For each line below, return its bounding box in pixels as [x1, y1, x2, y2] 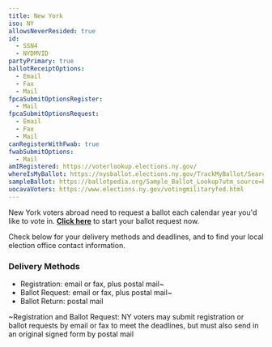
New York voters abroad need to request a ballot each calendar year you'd [8, 208, 257, 217]
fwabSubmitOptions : [8, 148, 74, 156]
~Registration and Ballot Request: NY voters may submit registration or [8, 312, 244, 322]
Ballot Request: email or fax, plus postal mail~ [19, 288, 172, 298]
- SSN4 [15, 42, 38, 50]
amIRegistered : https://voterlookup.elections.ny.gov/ [8, 163, 198, 171]
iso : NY [8, 19, 35, 28]
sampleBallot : [8, 178, 57, 186]
